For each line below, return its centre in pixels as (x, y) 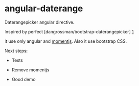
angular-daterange (44, 9)
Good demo (23, 79)
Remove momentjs (30, 70)
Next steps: (16, 51)
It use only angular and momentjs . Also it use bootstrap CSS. (66, 41)
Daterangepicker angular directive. (39, 22)
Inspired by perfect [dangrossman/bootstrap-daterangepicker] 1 (69, 31)
